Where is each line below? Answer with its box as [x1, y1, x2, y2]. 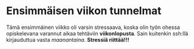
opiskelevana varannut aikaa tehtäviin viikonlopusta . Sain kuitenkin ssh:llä [6, 30, 189, 37]
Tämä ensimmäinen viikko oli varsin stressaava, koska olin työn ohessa [6, 24, 180, 31]
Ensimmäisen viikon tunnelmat [6, 4, 162, 18]
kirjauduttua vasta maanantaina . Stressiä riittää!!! [6, 36, 130, 43]
